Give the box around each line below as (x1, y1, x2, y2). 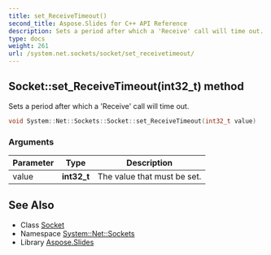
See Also (8, 198, 55, 212)
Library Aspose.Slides (20, 237, 94, 247)
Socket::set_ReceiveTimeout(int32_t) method (8, 80, 244, 93)
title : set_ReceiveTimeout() (8, 11, 107, 20)
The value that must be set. (97, 171, 202, 182)
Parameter (12, 157, 55, 168)
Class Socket (20, 220, 65, 230)
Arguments (8, 136, 55, 147)
